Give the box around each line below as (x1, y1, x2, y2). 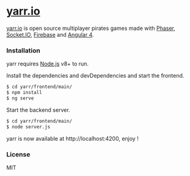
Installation (6, 46, 41, 54)
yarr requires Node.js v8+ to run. (6, 60, 89, 68)
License (6, 150, 31, 158)
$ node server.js (6, 123, 51, 130)
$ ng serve (6, 95, 34, 101)
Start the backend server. (6, 106, 70, 114)
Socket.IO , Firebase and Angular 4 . (6, 31, 94, 38)
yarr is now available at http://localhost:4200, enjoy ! (6, 134, 139, 142)
